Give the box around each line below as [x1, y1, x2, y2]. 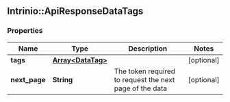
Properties [7, 26, 43, 36]
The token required [114, 66, 176, 76]
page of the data [114, 84, 168, 93]
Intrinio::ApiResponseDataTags [7, 5, 144, 17]
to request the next [114, 75, 175, 84]
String [52, 75, 73, 84]
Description [128, 44, 168, 53]
